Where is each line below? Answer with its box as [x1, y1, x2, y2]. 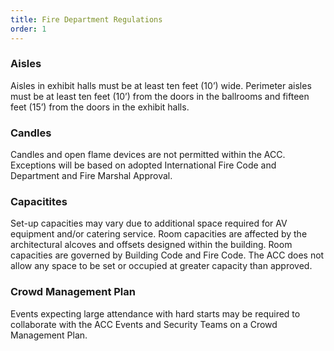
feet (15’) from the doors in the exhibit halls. [10, 101, 190, 113]
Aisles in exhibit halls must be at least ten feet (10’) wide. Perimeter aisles [10, 79, 312, 91]
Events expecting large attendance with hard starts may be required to [10, 307, 301, 320]
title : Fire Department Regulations [10, 14, 163, 25]
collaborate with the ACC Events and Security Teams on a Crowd [10, 318, 278, 330]
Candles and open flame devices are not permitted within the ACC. [10, 149, 286, 161]
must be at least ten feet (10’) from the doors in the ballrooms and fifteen [10, 90, 310, 102]
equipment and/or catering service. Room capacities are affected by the [10, 228, 308, 240]
